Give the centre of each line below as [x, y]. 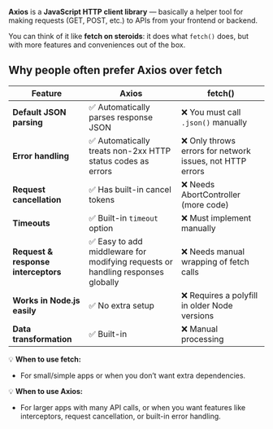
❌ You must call [211, 112]
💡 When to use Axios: [45, 391]
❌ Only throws [208, 140]
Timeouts [31, 223]
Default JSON [39, 112]
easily [24, 310]
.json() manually [214, 122]
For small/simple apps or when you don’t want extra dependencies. [133, 375]
